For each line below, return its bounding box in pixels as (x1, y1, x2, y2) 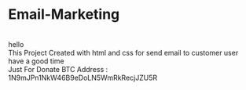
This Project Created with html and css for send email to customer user (8, 48, 239, 57)
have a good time (8, 56, 64, 66)
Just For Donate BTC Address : (8, 64, 108, 74)
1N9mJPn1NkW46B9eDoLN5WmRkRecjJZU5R (8, 73, 158, 82)
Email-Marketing (8, 5, 120, 23)
